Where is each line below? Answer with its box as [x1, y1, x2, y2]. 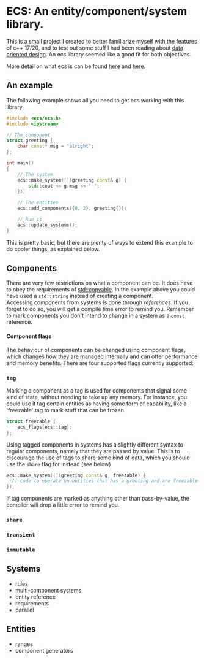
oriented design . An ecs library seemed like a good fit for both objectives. [6, 50, 191, 58]
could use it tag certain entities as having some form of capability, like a [6, 400, 188, 407]
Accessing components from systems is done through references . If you [6, 299, 188, 306]
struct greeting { [6, 137, 53, 144]
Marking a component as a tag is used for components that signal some [6, 386, 188, 394]
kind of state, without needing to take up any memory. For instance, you [6, 393, 188, 401]
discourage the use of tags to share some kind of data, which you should [6, 454, 191, 461]
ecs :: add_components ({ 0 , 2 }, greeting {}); [17, 205, 127, 212]
